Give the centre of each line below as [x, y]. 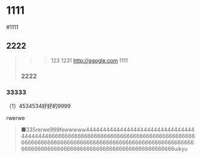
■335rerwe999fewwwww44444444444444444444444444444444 [108, 129]
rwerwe [16, 118]
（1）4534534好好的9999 [38, 106]
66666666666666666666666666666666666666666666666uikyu [104, 148]
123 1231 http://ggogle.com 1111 [89, 60]
